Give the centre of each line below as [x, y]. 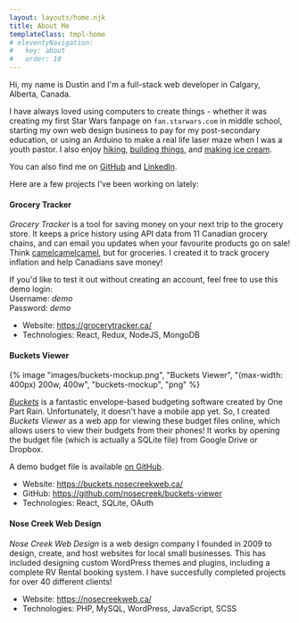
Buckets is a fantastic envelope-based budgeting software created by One [146, 402]
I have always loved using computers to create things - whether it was [138, 111]
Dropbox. [26, 450]
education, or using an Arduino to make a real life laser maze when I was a [146, 140]
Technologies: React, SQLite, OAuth [88, 503]
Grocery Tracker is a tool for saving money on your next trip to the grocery [146, 224]
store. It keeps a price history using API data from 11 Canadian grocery [138, 234]
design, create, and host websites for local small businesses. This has [137, 553]
